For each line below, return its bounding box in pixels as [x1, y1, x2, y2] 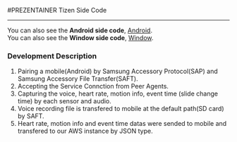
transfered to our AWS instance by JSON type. [17, 127, 153, 136]
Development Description [7, 51, 97, 60]
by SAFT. [17, 112, 44, 120]
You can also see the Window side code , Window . [7, 34, 154, 41]
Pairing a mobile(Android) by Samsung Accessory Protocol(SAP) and [17, 67, 218, 76]
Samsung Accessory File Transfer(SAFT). [17, 75, 139, 83]
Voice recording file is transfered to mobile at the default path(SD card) [17, 105, 224, 113]
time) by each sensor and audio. [17, 97, 111, 105]
